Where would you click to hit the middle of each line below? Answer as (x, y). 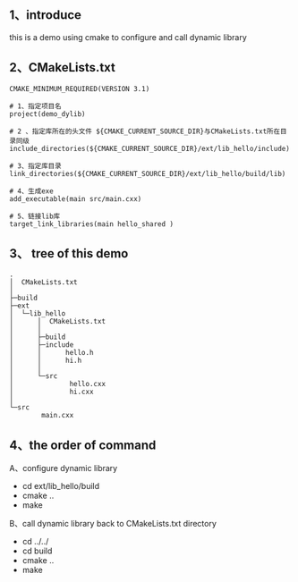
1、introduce (46, 15)
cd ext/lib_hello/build (61, 486)
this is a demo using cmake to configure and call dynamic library (128, 37)
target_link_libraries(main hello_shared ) (92, 224)
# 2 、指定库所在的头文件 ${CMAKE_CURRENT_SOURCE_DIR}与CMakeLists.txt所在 (145, 131)
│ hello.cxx (57, 384)
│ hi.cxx (51, 392)
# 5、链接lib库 (35, 216)
